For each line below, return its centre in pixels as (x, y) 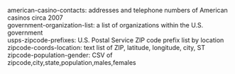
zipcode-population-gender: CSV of (60, 55)
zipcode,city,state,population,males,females (72, 62)
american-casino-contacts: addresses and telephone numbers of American (118, 10)
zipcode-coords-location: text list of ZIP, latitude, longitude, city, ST (106, 48)
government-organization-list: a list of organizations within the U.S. (105, 25)
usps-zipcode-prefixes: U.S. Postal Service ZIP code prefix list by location (116, 40)
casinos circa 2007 (35, 18)
